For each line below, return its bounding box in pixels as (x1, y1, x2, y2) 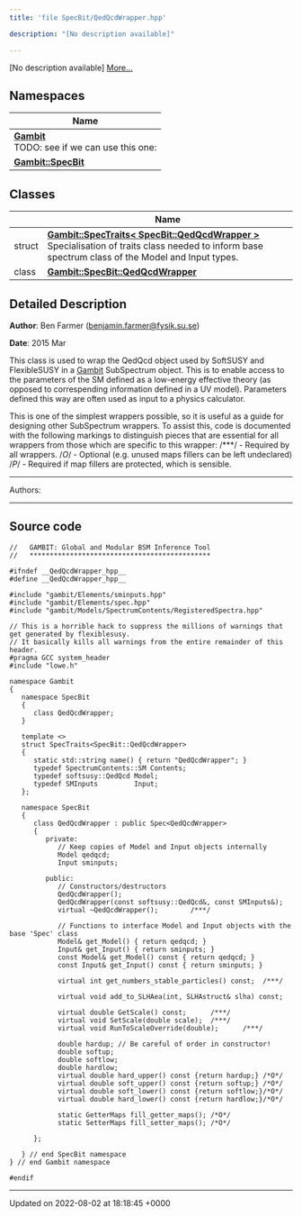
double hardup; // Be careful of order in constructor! (57, 1039, 271, 1048)
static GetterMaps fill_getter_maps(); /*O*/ (57, 1110, 231, 1120)
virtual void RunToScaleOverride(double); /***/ (57, 1023, 263, 1032)
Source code (9, 519, 83, 534)
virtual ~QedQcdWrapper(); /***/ (57, 905, 211, 914)
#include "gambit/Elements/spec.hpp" (9, 598, 151, 607)
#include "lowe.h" (9, 661, 78, 670)
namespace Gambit (9, 676, 75, 685)
